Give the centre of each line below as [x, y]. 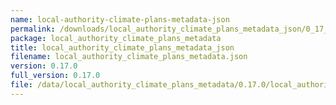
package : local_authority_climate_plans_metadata [116, 38]
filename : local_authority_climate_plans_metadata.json [129, 57]
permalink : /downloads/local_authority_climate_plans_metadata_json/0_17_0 [171, 29]
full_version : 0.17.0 [55, 76]
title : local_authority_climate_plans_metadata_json [122, 47]
